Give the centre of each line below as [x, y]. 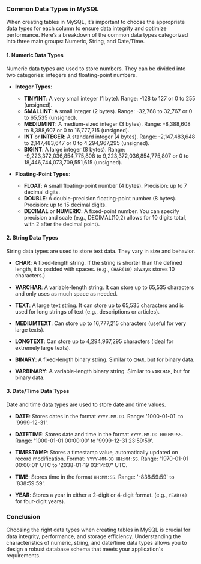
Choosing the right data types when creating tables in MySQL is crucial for [98, 530]
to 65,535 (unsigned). [51, 117]
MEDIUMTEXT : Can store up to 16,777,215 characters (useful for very [100, 323]
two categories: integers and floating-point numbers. [72, 75]
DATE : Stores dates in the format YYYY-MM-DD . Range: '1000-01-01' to [99, 416]
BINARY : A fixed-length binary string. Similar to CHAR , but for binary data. [105, 359]
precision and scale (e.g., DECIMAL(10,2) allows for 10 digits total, [105, 217]
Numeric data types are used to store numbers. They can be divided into [96, 69]
